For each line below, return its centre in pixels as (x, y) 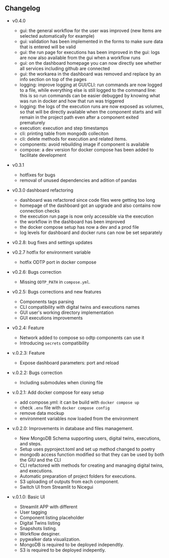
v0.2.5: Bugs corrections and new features (57, 291)
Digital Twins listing (40, 523)
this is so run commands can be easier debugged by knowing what (90, 95)
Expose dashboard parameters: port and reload (69, 363)
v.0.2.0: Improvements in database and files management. (73, 428)
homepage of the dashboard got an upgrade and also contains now (90, 205)
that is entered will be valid (48, 47)
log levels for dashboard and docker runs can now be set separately (91, 232)
